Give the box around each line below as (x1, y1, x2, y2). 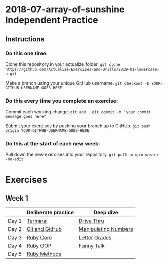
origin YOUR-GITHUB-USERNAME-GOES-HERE (5, 128, 90, 134)
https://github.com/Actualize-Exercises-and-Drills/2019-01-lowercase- (5, 67, 159, 72)
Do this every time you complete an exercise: (5, 97, 118, 104)
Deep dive (93, 209, 119, 216)
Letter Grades (78, 234, 112, 241)
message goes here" (5, 114, 47, 119)
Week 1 (5, 194, 28, 203)
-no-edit (5, 157, 24, 162)
